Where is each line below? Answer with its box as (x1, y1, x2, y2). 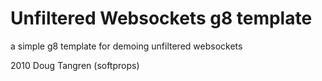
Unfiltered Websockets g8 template (10, 7, 313, 30)
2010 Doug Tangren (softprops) (10, 59, 140, 71)
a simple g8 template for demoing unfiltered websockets (10, 40, 243, 52)
